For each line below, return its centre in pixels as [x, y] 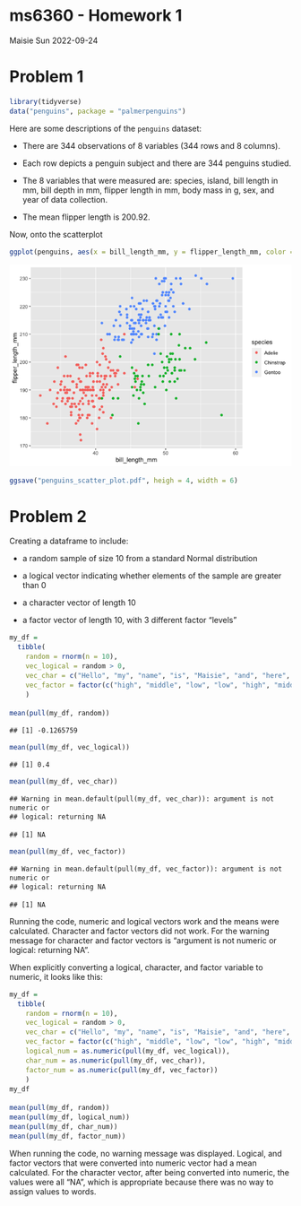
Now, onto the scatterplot [56, 234]
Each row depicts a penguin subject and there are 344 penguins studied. [157, 163]
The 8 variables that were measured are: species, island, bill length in [150, 180]
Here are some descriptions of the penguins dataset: [106, 128]
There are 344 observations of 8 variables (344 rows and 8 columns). [151, 145]
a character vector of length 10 [79, 603]
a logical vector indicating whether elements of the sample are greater [152, 576]
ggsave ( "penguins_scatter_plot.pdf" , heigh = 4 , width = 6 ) [124, 481]
